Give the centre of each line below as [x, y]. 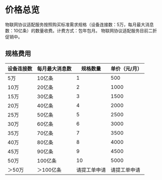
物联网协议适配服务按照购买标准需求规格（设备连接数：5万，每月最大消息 [80, 24]
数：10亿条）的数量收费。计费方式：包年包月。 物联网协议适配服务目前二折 [81, 30]
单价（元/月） [126, 68]
